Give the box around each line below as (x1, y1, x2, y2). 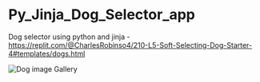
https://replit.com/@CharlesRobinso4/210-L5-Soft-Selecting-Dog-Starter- (8, 40, 253, 49)
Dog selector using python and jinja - (8, 32, 130, 41)
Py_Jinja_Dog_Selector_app (8, 6, 196, 24)
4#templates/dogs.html (8, 49, 86, 58)
